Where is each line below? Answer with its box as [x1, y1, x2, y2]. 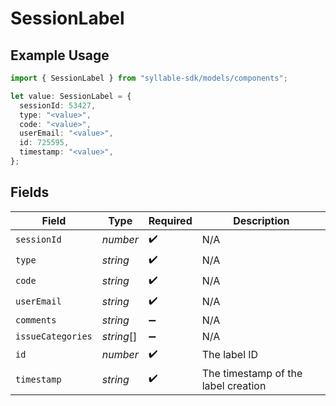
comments [15, 314, 57, 326]
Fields [10, 184, 50, 201]
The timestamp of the [201, 366, 303, 380]
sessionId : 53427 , [19, 100, 97, 111]
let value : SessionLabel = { [10, 91, 132, 101]
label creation [201, 378, 267, 392]
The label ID [201, 348, 259, 362]
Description [233, 213, 290, 227]
